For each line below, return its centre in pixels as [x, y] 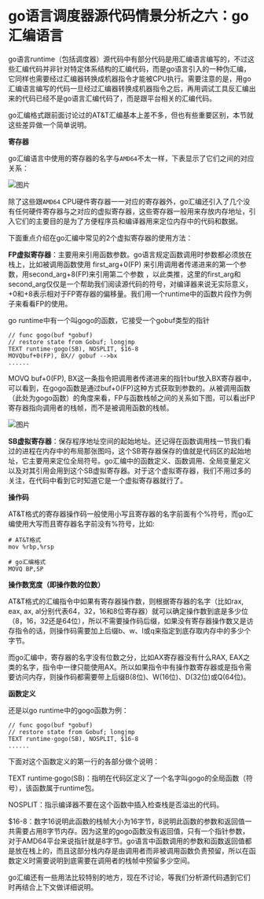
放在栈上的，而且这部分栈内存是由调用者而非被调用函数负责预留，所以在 [132, 850]
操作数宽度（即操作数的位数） [56, 584]
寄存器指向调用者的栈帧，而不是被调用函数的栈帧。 [91, 407]
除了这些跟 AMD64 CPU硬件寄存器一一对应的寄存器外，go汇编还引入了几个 [126, 201]
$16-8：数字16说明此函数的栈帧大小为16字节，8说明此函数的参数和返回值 [126, 821]
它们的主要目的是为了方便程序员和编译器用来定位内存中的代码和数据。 [128, 221]
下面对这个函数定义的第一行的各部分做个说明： [84, 761]
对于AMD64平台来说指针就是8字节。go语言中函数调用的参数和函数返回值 [126, 841]
